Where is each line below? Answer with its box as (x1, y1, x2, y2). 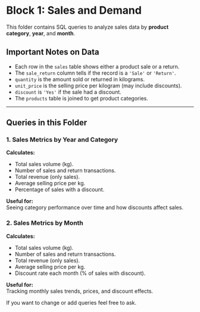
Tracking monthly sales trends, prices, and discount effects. (6, 287, 154, 295)
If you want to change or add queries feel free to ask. (6, 299, 137, 306)
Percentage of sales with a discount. (14, 186, 105, 193)
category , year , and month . (6, 29, 76, 36)
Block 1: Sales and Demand (6, 4, 142, 17)
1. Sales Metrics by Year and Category (6, 136, 118, 144)
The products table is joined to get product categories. (14, 94, 149, 102)
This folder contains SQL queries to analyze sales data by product (6, 23, 169, 30)
